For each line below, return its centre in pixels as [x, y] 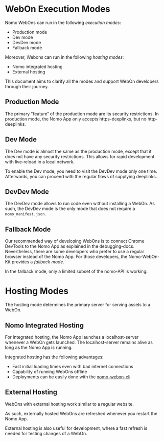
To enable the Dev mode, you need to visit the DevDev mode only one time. [81, 171]
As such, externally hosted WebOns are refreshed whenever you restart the [81, 413]
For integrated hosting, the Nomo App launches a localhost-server [72, 337]
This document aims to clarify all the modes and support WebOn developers [82, 81]
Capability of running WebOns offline [49, 371]
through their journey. [27, 86]
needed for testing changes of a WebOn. [46, 433]
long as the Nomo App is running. [39, 347]
